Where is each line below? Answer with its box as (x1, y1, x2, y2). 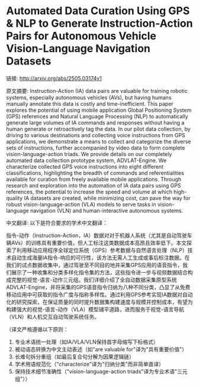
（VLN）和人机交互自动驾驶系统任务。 (6, 313, 100, 320)
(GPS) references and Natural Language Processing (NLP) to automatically (6, 112, 188, 119)
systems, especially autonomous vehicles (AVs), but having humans (6, 93, 172, 101)
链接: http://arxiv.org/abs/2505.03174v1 (6, 75, 102, 82)
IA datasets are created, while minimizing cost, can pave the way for (24, 194, 191, 202)
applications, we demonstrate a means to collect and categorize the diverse (6, 138, 191, 145)
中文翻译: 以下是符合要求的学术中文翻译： (6, 219, 108, 226)
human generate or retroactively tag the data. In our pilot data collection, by (6, 125, 191, 132)
